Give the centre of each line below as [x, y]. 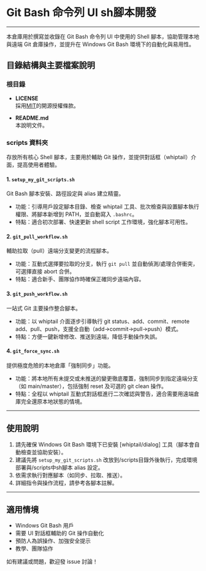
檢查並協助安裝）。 [44, 452]
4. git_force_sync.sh [33, 351]
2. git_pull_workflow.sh [37, 236]
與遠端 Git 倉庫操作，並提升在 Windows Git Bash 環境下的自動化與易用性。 [101, 44]
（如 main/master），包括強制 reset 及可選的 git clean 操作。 [91, 386]
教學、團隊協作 [34, 549]
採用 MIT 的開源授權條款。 [47, 106]
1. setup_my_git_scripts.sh [41, 179]
